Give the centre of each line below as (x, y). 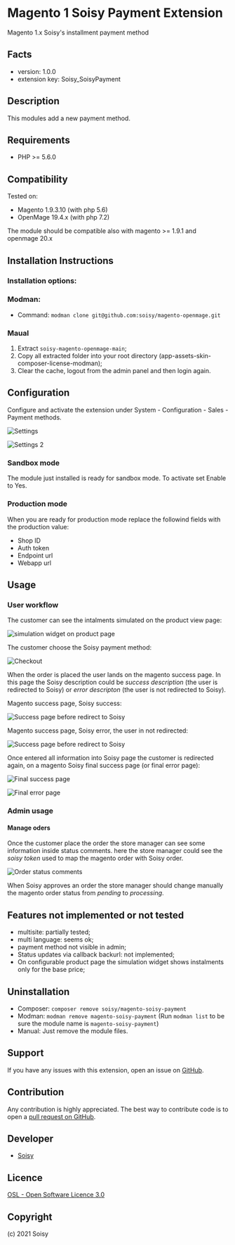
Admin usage (31, 811)
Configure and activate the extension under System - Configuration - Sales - (118, 410)
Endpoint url (35, 555)
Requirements (39, 140)
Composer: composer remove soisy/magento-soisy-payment (102, 1009)
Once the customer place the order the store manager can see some (106, 843)
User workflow (33, 605)
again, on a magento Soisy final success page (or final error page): (104, 766)
